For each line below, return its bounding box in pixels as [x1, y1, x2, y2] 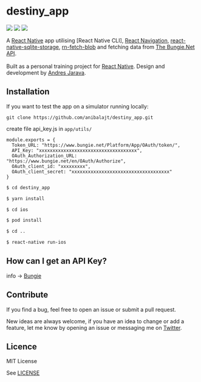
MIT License [6, 358, 38, 365]
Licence [6, 341, 38, 352]
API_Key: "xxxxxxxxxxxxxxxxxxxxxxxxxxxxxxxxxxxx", [12, 147, 143, 153]
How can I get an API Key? [6, 256, 107, 266]
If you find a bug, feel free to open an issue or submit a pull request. [6, 306, 176, 313]
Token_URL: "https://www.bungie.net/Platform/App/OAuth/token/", [12, 142, 181, 148]
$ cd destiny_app [6, 184, 50, 190]
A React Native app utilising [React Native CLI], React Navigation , [6, 36, 169, 44]
